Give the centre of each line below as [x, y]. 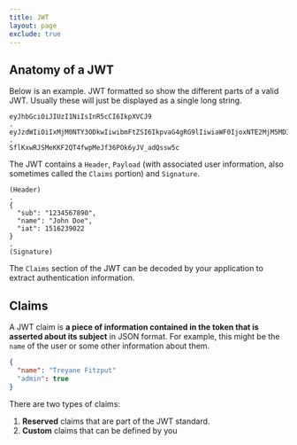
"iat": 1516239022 [51, 229]
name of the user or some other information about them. [110, 346]
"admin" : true [43, 379]
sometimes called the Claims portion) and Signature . [105, 174]
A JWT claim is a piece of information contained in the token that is [134, 327]
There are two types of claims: [65, 403]
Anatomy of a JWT [62, 70]
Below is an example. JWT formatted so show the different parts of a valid [144, 91]
